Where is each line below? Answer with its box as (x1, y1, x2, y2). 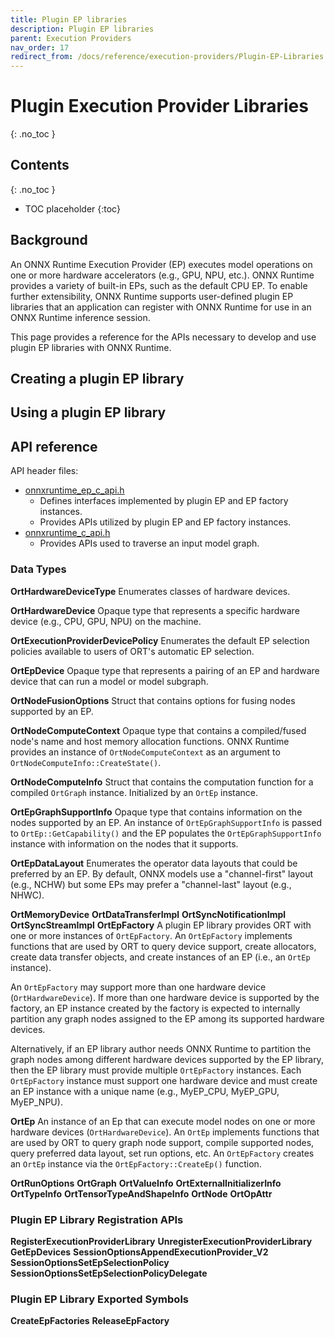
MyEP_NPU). (10, 1096, 63, 1108)
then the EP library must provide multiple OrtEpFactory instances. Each (10, 1064, 302, 1076)
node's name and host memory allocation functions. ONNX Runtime (10, 735, 290, 747)
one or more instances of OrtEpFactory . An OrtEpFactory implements (10, 929, 293, 941)
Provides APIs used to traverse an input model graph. (39, 537, 260, 550)
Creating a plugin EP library (10, 371, 185, 388)
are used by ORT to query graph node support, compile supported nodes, (10, 1136, 315, 1148)
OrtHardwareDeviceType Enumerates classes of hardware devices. (10, 585, 291, 597)
